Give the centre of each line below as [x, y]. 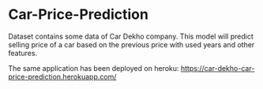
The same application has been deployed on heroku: [94, 68]
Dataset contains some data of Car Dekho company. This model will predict [131, 36]
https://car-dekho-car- [218, 68]
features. [23, 53]
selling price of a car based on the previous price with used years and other [131, 44]
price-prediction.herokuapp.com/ [62, 76]
